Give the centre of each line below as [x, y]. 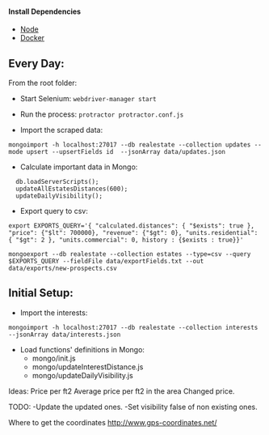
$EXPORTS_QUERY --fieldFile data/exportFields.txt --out [106, 262]
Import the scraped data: [61, 130]
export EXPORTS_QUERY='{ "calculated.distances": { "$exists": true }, [131, 226]
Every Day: [36, 64]
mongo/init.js [54, 358]
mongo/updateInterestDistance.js [88, 367]
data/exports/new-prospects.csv [63, 269]
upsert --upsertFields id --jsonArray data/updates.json [126, 152]
